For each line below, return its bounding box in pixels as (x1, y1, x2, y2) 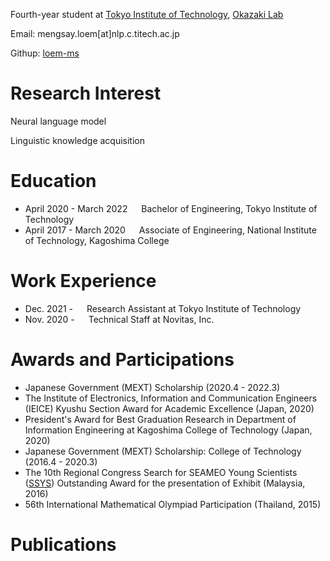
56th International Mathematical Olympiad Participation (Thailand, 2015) (24, 498, 322, 510)
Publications (10, 533, 117, 556)
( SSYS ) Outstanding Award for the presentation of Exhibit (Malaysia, (24, 477, 306, 489)
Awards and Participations (10, 349, 235, 371)
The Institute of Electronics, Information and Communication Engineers (24, 392, 318, 404)
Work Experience (10, 270, 157, 293)
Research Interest (10, 82, 162, 105)
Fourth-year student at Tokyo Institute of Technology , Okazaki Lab (10, 9, 284, 20)
